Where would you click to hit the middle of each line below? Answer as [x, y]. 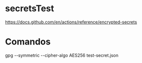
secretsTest [30, 9]
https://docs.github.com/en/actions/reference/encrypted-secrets [71, 22]
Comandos [28, 42]
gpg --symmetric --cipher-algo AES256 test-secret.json [62, 55]
